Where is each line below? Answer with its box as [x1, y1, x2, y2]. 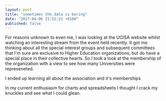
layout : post [5, 7, 32, 12]
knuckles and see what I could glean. [5, 90, 81, 96]
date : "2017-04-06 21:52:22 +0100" [5, 16, 79, 21]
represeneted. [5, 66, 34, 72]
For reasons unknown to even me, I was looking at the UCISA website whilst [5, 34, 160, 40]
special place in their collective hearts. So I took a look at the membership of [5, 55, 162, 62]
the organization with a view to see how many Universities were [5, 61, 135, 67]
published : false [5, 21, 41, 26]
